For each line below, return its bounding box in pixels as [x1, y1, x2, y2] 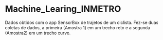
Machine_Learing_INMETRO [5, 3, 121, 15]
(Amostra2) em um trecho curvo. [5, 30, 71, 36]
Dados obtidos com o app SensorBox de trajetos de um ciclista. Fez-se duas [5, 20, 159, 25]
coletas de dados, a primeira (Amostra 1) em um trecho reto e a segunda [5, 24, 150, 30]
